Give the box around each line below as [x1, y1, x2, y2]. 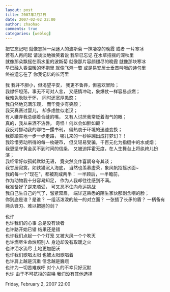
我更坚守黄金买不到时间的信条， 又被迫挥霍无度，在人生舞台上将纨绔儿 [5, 145, 154, 152]
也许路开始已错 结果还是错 [5, 226, 60, 232]
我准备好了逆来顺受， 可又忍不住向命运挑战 [5, 184, 96, 190]
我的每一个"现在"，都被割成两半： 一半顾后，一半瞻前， [5, 171, 122, 177]
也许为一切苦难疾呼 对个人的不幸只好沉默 [5, 265, 92, 270]
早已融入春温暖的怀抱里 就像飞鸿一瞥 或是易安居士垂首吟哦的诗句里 [5, 65, 146, 71]
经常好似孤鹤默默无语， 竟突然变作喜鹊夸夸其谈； [9, 158, 114, 164]
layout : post [5, 7, 33, 13]
